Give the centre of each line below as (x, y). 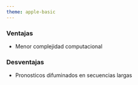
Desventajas (25, 62)
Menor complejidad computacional (59, 46)
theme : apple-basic (31, 12)
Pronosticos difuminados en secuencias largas (74, 75)
